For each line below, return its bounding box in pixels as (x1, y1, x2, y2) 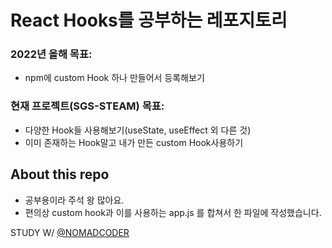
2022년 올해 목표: (10, 47, 93, 61)
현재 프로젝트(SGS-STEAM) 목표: (10, 99, 165, 113)
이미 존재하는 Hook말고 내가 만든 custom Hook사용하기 (24, 136, 244, 148)
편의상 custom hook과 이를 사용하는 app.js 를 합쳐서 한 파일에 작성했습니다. (24, 206, 322, 218)
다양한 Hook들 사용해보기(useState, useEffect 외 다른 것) (24, 124, 252, 136)
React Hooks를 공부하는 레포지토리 (10, 9, 288, 32)
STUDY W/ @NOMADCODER (10, 226, 130, 238)
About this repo (10, 166, 110, 183)
